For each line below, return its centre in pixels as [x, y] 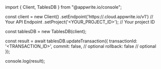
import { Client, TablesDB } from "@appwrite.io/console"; [63, 7]
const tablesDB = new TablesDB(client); [46, 31]
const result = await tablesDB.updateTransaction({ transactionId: [71, 41]
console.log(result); [25, 61]
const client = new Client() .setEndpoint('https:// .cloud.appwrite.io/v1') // [79, 17]
